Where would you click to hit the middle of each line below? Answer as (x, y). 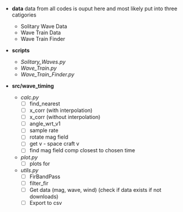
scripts (21, 50)
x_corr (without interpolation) (65, 117)
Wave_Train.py (39, 68)
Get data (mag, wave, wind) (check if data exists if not (95, 189)
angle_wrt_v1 (45, 124)
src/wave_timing (33, 86)
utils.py (29, 170)
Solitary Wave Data (44, 26)
